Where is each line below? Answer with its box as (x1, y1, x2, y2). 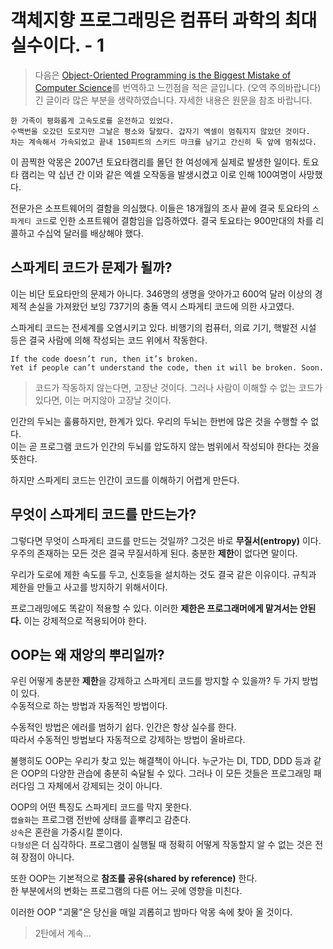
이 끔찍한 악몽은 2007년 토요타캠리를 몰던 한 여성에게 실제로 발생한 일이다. (10, 156, 301, 168)
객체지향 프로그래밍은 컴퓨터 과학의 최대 (10, 9, 318, 32)
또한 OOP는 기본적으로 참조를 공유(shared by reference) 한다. (10, 872, 258, 885)
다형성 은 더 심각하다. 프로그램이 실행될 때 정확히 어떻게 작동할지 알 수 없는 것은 (10, 839, 313, 851)
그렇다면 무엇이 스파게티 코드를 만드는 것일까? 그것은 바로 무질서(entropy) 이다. (10, 534, 322, 546)
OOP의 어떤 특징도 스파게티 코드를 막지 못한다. (10, 801, 192, 813)
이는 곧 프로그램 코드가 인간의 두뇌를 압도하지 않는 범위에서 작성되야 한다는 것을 (10, 440, 320, 452)
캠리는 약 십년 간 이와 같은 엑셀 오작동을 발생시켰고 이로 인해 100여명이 (20, 168, 297, 180)
